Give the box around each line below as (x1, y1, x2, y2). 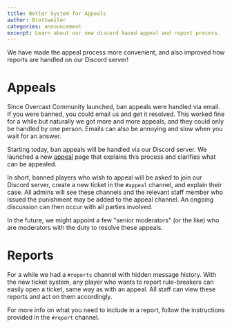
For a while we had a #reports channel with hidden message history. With (7, 271, 217, 279)
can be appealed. (7, 160, 57, 168)
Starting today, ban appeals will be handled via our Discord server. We (7, 146, 207, 154)
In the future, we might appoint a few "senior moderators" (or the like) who (7, 216, 220, 224)
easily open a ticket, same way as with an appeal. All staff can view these (7, 285, 216, 293)
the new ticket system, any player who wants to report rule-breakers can (7, 278, 214, 287)
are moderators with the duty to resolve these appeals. (7, 224, 164, 232)
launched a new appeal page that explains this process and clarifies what (7, 153, 216, 161)
